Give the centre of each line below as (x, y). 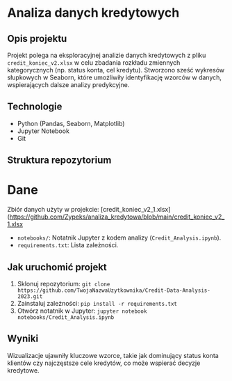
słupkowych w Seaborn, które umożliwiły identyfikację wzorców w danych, (115, 77)
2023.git (30, 296)
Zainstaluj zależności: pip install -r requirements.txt (97, 303)
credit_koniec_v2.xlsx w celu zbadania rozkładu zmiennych (94, 63)
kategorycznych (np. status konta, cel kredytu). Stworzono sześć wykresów (116, 70)
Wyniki (23, 339)
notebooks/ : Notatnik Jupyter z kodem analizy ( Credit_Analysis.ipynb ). (119, 238)
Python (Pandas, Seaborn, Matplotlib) (71, 123)
